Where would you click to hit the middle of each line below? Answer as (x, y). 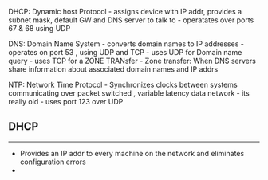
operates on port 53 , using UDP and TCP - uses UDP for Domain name (125, 52)
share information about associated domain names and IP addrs (113, 69)
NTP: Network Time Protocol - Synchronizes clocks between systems (123, 84)
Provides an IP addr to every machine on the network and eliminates (132, 153)
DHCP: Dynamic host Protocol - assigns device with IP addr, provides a (125, 12)
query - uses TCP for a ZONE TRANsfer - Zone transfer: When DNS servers (132, 61)
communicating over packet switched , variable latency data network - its (129, 93)
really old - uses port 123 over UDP (66, 102)
